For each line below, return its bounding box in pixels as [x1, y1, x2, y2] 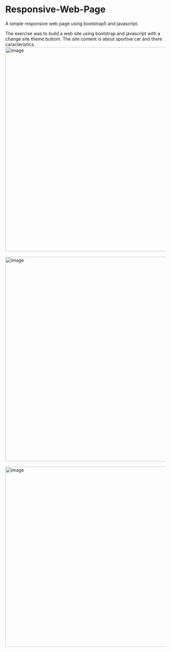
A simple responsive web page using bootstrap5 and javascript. [5, 20, 139, 27]
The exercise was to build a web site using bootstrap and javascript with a [5, 30, 160, 36]
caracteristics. [5, 41, 36, 47]
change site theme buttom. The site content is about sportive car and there [5, 36, 163, 42]
